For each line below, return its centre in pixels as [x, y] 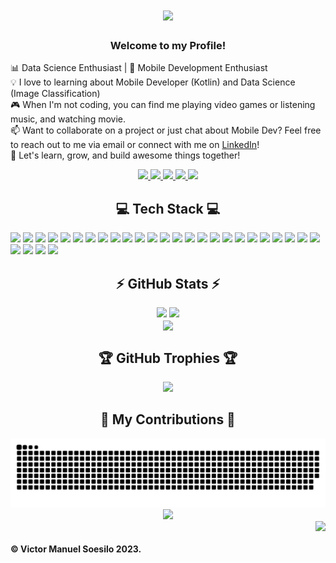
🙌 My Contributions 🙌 [168, 419]
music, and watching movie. [68, 119]
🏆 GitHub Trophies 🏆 [168, 358]
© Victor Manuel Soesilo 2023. [76, 549]
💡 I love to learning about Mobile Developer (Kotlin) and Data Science [153, 82]
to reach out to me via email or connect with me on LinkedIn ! [135, 145]
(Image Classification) [55, 94]
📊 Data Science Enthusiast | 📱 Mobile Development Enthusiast [139, 68]
